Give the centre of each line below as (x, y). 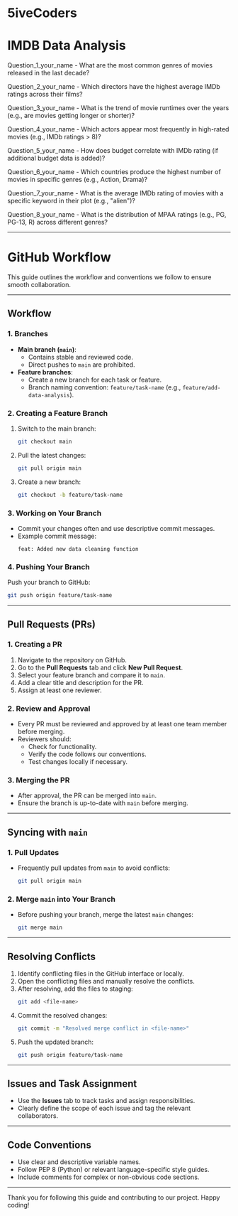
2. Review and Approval (49, 709)
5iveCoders (42, 13)
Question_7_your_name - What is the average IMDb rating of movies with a (116, 193)
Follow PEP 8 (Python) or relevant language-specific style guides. (113, 1170)
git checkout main (45, 442)
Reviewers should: (44, 739)
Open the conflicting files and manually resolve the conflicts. (106, 981)
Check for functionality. (62, 747)
